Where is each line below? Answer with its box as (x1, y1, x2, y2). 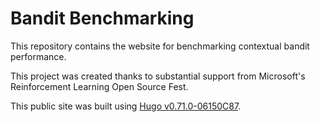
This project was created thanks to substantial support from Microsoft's (10, 70, 306, 82)
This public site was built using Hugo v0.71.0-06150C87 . (10, 100, 242, 112)
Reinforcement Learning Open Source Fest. (10, 80, 189, 92)
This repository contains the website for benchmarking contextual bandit (10, 40, 310, 52)
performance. (10, 50, 67, 62)
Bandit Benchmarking (10, 7, 195, 30)
